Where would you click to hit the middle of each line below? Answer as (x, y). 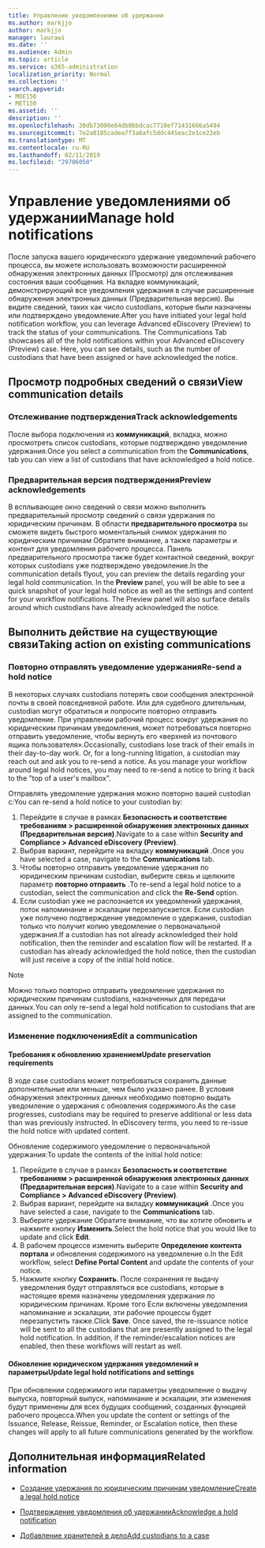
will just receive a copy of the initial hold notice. (97, 959)
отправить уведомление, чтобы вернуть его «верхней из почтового (123, 736)
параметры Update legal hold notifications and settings (101, 1372)
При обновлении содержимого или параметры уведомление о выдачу (128, 1390)
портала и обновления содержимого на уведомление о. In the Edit (131, 1254)
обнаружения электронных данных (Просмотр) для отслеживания (121, 274)
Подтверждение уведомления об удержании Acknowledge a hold (129, 1512)
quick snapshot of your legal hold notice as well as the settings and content (131, 591)
